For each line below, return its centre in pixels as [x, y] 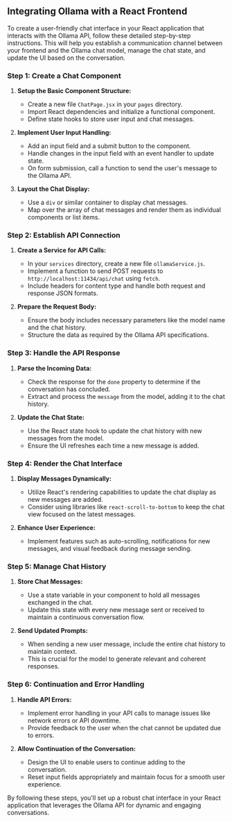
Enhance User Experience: [56, 528]
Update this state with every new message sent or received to [116, 610]
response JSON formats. [63, 293]
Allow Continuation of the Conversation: [77, 748]
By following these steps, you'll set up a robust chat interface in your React [114, 798]
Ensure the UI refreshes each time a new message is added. [113, 445]
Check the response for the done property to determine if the [114, 381]
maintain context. [52, 652]
